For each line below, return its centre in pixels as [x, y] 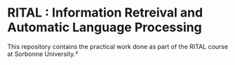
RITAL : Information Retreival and [105, 13]
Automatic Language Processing [105, 27]
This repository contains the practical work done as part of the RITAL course [118, 46]
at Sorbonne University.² [43, 54]
